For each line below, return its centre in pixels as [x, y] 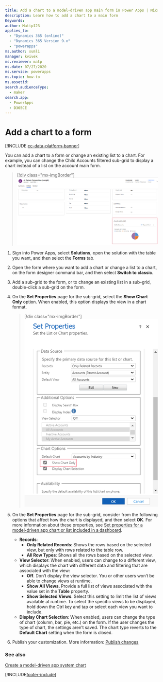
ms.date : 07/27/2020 [26, 67]
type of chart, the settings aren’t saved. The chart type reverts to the [88, 627]
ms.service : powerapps [28, 72]
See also [15, 654]
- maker [17, 92]
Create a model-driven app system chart [46, 665]
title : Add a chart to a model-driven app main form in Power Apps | [77, 10]
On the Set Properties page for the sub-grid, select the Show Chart [80, 297]
